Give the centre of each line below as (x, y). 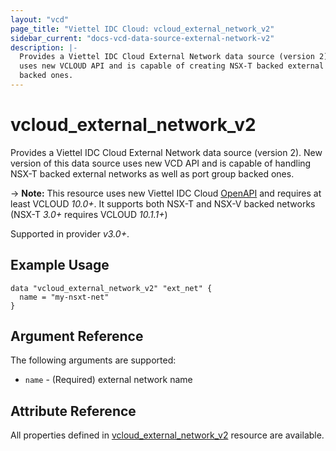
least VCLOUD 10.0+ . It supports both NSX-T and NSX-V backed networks (163, 203)
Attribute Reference (73, 411)
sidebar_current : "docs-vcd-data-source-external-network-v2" (142, 38)
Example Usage (60, 265)
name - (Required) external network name (108, 380)
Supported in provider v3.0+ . (70, 233)
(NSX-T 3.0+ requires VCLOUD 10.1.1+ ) (89, 214)
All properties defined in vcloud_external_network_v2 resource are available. (167, 435)
